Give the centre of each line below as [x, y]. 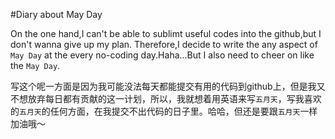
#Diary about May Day [56, 14]
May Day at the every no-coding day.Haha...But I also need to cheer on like [162, 55]
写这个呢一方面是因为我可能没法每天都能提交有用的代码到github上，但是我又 [168, 86]
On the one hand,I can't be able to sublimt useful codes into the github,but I [166, 33]
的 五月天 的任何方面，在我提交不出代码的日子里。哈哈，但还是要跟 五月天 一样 [164, 111]
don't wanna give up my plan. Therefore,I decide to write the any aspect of [164, 44]
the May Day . [35, 65]
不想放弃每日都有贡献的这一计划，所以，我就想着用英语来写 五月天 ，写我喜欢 [166, 98]
